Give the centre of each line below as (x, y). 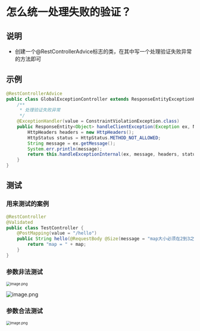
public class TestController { (45, 228)
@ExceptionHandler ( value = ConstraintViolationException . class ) (98, 121)
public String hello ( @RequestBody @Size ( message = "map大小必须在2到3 (104, 239)
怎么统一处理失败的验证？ (69, 12)
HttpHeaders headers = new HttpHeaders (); (81, 132)
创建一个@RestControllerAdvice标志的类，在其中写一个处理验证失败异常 (103, 51)
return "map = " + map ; (57, 245)
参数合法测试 (25, 311)
